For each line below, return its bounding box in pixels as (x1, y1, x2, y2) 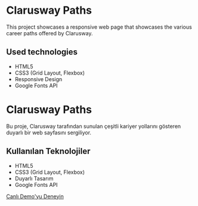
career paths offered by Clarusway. (6, 29, 93, 36)
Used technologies (6, 47, 78, 57)
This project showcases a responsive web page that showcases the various (6, 23, 192, 30)
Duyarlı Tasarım (14, 174, 54, 182)
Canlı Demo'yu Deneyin (6, 192, 64, 200)
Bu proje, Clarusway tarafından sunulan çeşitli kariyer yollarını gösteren (6, 122, 181, 130)
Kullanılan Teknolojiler (6, 146, 91, 156)
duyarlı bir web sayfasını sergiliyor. (6, 129, 91, 136)
